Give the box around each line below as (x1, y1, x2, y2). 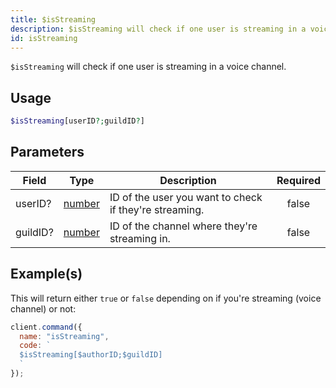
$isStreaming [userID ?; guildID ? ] (10, 116, 145, 126)
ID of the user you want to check (109, 190, 263, 204)
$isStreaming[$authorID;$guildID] (19, 350, 163, 360)
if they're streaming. (109, 202, 205, 216)
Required (276, 173, 321, 187)
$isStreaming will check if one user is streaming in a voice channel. (10, 61, 287, 73)
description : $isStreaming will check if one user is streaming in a (10, 24, 307, 34)
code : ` (19, 341, 52, 351)
